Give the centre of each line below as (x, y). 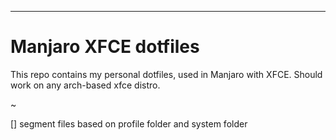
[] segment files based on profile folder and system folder (129, 123)
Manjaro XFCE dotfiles (105, 47)
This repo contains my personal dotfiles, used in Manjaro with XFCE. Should (166, 74)
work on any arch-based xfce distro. (85, 85)
